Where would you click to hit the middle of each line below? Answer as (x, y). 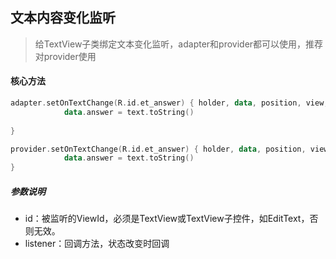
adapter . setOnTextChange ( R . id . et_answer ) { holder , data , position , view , (169, 103)
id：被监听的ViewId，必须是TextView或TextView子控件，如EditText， (167, 219)
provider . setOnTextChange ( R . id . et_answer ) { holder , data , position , (158, 149)
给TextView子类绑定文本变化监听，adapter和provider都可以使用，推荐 (179, 44)
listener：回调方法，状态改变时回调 (97, 244)
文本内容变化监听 (63, 18)
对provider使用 (65, 56)
